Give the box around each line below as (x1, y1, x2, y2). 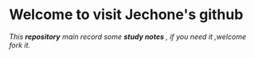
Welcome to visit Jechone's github (9, 6, 244, 24)
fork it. (9, 40, 31, 49)
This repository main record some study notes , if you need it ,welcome (9, 32, 246, 41)
